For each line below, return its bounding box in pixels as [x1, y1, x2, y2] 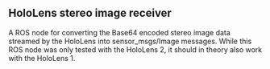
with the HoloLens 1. [8, 53, 76, 63]
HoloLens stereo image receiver [8, 6, 172, 20]
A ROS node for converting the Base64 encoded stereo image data [8, 27, 231, 37]
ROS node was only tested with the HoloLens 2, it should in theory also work [8, 44, 263, 55]
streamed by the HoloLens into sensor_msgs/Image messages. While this [8, 36, 252, 46]
